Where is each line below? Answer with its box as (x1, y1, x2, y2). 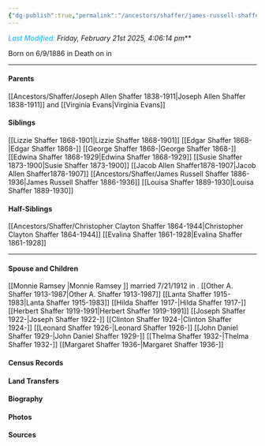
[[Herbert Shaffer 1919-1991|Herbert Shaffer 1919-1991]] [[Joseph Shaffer (8, 306, 246, 316)
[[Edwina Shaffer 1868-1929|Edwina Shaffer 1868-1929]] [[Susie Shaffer (8, 152, 243, 162)
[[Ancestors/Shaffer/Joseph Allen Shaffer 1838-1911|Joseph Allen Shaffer (8, 92, 246, 101)
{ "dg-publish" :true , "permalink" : (8, 11, 118, 20)
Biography (8, 394, 43, 403)
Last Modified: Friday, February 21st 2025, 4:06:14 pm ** (8, 33, 192, 43)
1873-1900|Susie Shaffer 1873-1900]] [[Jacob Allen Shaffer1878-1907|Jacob (8, 161, 256, 171)
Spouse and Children (8, 264, 79, 273)
